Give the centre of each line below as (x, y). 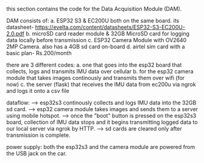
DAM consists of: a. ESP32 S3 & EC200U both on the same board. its (93, 20)
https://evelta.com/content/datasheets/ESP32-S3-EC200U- (110, 27)
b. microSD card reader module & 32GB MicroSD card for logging (108, 34)
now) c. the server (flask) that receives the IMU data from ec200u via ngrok (101, 84)
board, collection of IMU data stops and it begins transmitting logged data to (102, 122)
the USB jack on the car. (37, 153)
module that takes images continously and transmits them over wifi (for (96, 78)
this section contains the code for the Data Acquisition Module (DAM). (94, 9)
